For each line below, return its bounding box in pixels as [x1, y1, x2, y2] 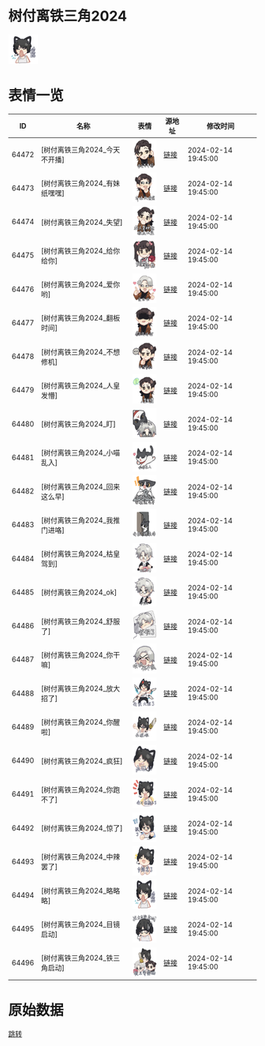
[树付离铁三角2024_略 [40, 886, 114, 895]
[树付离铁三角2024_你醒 [40, 718, 121, 727]
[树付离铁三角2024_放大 [40, 684, 121, 693]
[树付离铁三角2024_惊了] [40, 823, 124, 833]
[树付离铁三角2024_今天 [40, 145, 121, 155]
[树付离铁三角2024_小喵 [40, 448, 121, 458]
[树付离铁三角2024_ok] [40, 587, 118, 597]
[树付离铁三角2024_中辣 [40, 852, 121, 861]
